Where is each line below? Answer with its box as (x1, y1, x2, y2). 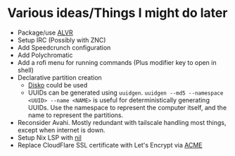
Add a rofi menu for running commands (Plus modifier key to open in (17, 58, 217, 66)
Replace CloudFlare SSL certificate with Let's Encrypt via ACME (17, 140, 203, 149)
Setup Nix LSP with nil (17, 133, 82, 142)
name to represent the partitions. (27, 111, 124, 119)
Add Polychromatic (17, 51, 73, 59)
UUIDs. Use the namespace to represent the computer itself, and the (27, 103, 227, 112)
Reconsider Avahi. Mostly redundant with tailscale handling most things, (17, 118, 227, 126)
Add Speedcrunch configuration (17, 43, 111, 52)
